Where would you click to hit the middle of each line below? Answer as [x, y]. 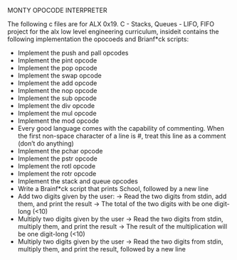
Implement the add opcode [57, 83]
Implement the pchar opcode [60, 151]
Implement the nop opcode [57, 91]
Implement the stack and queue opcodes [78, 181]
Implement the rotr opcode [57, 174]
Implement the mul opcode [57, 113]
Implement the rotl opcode [57, 166]
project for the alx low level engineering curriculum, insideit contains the [113, 32]
